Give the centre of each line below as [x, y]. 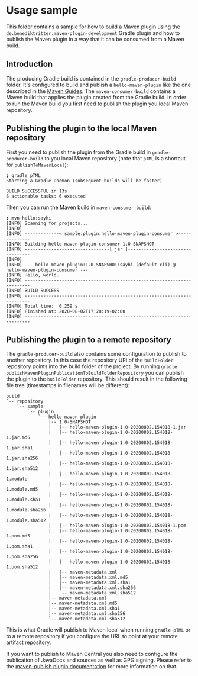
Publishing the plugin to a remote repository [89, 339]
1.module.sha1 [24, 500]
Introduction [30, 64]
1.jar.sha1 [20, 448]
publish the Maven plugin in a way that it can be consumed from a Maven [95, 39]
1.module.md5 [22, 490]
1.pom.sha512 [22, 567]
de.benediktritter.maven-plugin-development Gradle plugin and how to [93, 33]
